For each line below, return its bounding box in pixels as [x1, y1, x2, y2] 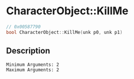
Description [6, 46, 50, 56]
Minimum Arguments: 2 [6, 61, 60, 68]
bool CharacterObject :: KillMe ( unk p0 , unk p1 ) [6, 29, 123, 35]
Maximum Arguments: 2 [6, 67, 60, 72]
